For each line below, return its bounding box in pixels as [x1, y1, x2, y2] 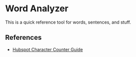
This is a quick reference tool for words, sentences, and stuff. [5, 19, 131, 25]
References [5, 33, 42, 42]
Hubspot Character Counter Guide [12, 46, 83, 52]
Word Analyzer [5, 3, 69, 14]
